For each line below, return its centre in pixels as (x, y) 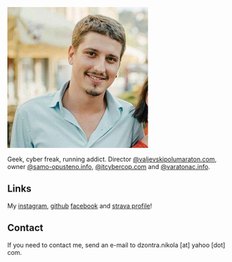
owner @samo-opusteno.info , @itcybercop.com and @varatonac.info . (109, 167)
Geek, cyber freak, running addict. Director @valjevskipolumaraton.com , (112, 159)
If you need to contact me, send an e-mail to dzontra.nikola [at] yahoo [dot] (116, 245)
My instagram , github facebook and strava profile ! (80, 206)
